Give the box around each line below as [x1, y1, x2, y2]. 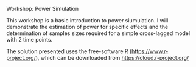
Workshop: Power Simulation [6, 5, 79, 12]
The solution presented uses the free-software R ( [6, 48, 132, 55]
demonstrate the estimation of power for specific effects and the [6, 24, 169, 30]
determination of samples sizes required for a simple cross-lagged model [6, 30, 191, 37]
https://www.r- [131, 48, 169, 55]
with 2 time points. [6, 36, 53, 43]
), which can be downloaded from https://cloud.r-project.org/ [35, 54, 189, 61]
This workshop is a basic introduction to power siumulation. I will [6, 17, 169, 24]
